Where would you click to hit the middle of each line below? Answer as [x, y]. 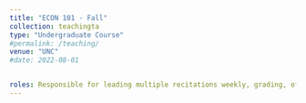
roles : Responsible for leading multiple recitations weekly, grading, [148, 85]
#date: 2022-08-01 [44, 60]
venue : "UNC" [34, 52]
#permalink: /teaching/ [55, 43]
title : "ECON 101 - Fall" [58, 18]
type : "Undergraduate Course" [67, 35]
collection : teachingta [55, 26]
